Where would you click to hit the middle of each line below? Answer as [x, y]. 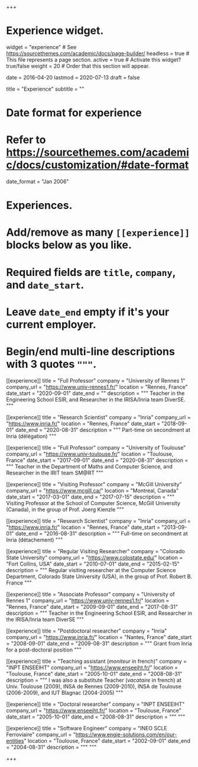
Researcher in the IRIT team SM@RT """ [55, 473]
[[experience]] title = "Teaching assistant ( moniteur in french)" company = [97, 661]
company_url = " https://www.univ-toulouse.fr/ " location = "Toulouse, [90, 454]
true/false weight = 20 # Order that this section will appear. [78, 66]
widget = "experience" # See [41, 47]
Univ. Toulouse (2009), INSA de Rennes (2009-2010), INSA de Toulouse [94, 686]
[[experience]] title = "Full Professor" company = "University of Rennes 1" [96, 380]
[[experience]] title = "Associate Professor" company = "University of [91, 594]
